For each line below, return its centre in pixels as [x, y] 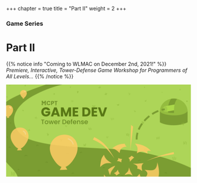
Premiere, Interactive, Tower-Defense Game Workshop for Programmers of [97, 70]
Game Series [25, 23]
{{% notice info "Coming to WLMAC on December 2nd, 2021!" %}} [86, 64]
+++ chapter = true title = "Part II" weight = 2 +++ [66, 8]
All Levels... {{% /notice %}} [40, 76]
